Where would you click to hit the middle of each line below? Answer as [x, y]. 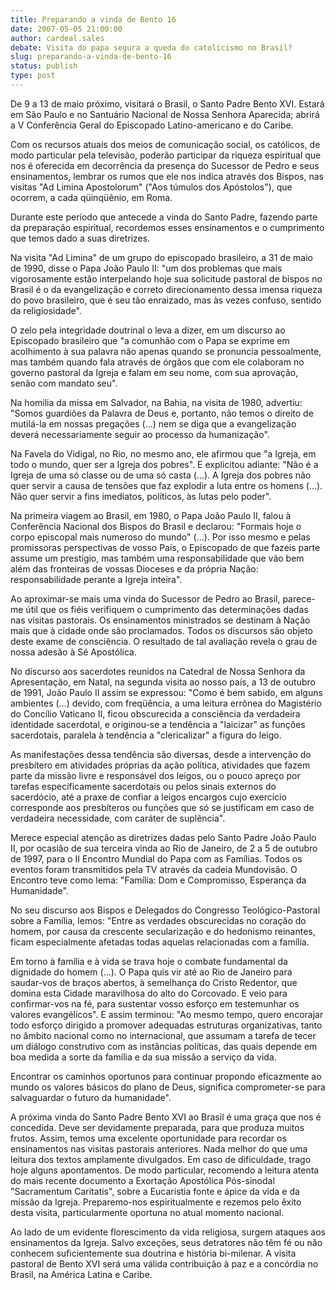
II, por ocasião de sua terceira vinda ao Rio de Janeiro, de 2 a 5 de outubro [164, 848]
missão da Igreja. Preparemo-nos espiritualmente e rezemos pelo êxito [156, 1202]
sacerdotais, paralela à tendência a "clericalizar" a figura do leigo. [146, 735]
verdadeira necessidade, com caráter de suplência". [118, 818]
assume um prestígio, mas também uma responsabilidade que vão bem [157, 558]
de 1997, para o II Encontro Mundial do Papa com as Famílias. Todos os [156, 858]
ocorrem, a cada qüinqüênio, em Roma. [91, 197]
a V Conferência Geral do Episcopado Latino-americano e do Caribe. [152, 125]
